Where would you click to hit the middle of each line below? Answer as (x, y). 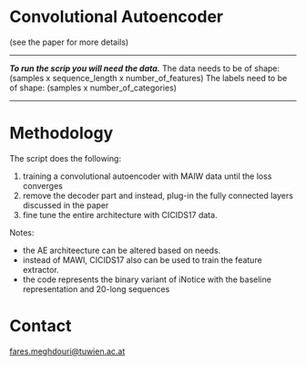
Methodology (61, 133)
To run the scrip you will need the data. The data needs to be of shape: (145, 68)
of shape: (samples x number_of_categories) (93, 88)
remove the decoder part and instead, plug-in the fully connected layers (158, 195)
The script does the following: (65, 158)
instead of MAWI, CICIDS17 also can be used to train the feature (142, 260)
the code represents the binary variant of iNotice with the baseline (147, 279)
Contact (41, 326)
